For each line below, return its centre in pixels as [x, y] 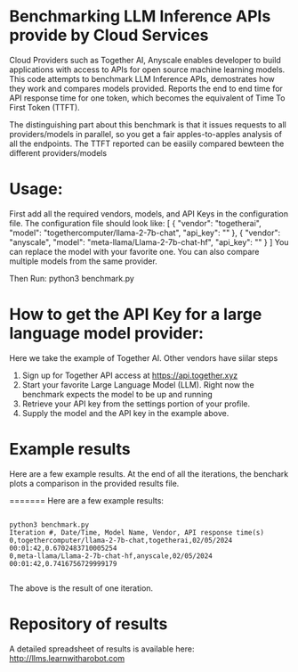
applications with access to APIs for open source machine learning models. [147, 70]
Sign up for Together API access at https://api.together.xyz [130, 375]
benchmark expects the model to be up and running [117, 394]
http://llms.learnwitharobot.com [67, 658]
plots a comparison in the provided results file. [94, 483]
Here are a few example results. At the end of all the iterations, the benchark [149, 473]
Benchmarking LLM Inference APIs [140, 16]
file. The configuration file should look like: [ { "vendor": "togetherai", [135, 223]
